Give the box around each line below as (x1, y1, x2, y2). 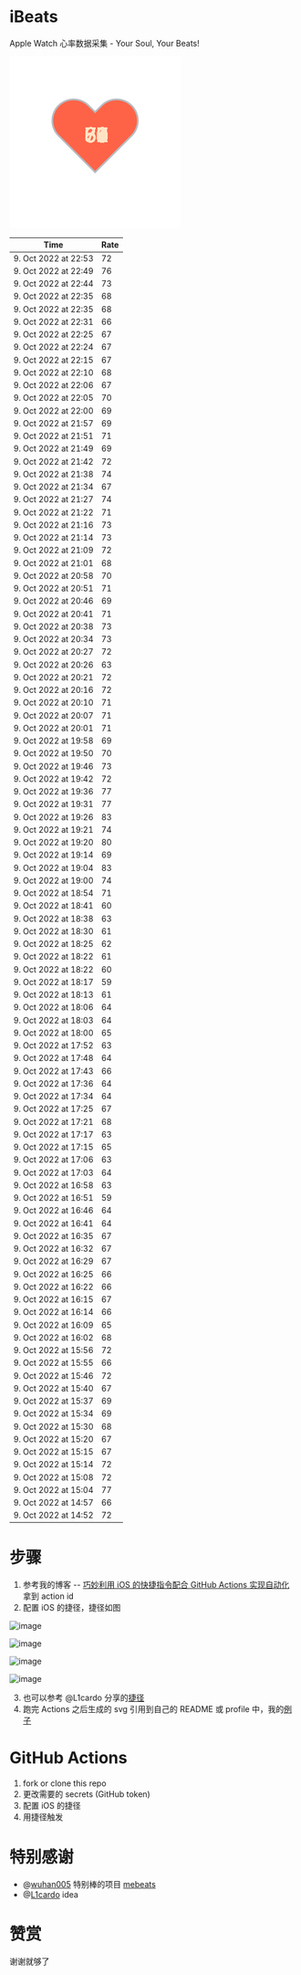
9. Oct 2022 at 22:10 (13, 367, 94, 378)
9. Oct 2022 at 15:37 (13, 1395, 94, 1407)
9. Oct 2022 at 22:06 (13, 380, 94, 391)
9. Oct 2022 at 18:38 (13, 913, 94, 924)
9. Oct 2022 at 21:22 (13, 507, 94, 518)
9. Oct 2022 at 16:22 (13, 1281, 94, 1292)
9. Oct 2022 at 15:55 (13, 1358, 94, 1369)
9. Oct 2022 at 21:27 (13, 494, 94, 505)
